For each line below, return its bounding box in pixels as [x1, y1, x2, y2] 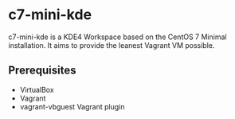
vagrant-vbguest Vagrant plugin [19, 101, 125, 111]
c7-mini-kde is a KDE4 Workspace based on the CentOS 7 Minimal [8, 32, 227, 42]
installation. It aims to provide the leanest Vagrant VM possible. [8, 40, 215, 50]
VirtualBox [19, 85, 54, 94]
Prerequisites [8, 64, 76, 77]
